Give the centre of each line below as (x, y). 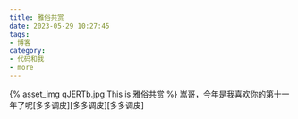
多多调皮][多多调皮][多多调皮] (90, 105)
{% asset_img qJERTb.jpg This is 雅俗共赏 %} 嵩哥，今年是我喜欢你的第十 (145, 94)
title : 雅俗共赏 (37, 17)
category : (28, 51)
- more (21, 68)
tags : (19, 34)
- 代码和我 (27, 59)
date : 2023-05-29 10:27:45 (60, 26)
